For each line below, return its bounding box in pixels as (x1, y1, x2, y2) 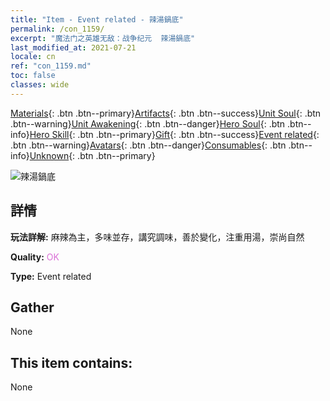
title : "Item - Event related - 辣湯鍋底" (10, 14, 184, 25)
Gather (10, 299, 55, 316)
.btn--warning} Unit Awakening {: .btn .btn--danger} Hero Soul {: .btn (10, 117, 286, 130)
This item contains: (10, 354, 133, 371)
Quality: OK (10, 251, 60, 263)
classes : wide (10, 80, 70, 90)
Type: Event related (10, 270, 92, 282)
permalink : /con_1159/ (10, 24, 105, 34)
